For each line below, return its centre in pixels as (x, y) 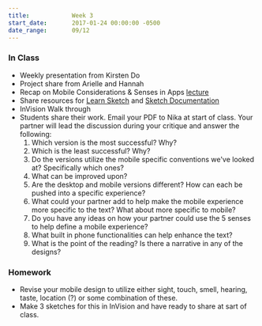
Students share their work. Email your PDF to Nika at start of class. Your (136, 117)
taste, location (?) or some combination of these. (99, 298)
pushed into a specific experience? (88, 193)
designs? (46, 252)
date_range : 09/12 (49, 30)
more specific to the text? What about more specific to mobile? (134, 210)
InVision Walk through (55, 108)
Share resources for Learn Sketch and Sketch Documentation (119, 100)
